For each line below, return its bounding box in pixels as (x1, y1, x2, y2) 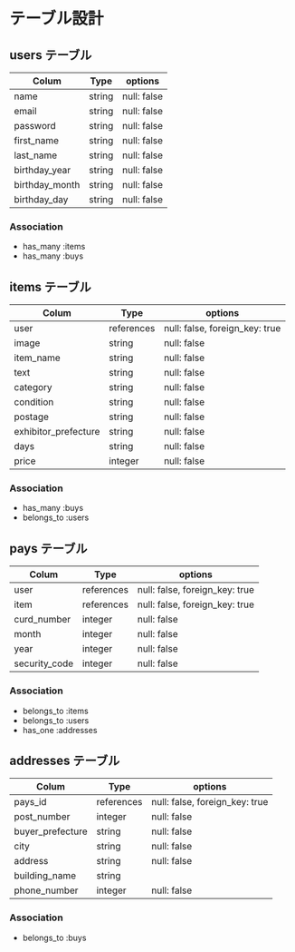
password (14, 120, 56, 132)
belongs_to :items (22, 705, 89, 716)
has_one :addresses (22, 724, 98, 735)
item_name (14, 351, 61, 364)
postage (14, 410, 50, 423)
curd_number (14, 613, 71, 626)
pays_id (14, 796, 47, 809)
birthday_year (14, 164, 71, 176)
